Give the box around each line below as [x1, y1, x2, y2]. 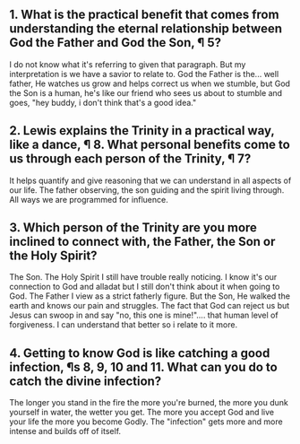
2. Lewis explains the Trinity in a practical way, [9, 123, 275, 138]
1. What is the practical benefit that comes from [9, 7, 279, 22]
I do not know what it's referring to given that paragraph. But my [9, 58, 246, 70]
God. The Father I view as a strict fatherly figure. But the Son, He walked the [9, 291, 291, 301]
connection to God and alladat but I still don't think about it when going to [9, 282, 280, 292]
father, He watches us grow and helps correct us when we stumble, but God [9, 78, 291, 89]
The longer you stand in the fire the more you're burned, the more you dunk [9, 397, 289, 408]
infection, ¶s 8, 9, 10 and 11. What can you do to [9, 359, 278, 375]
